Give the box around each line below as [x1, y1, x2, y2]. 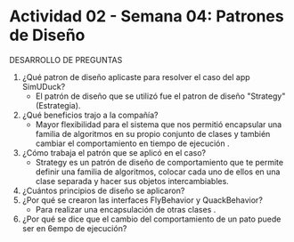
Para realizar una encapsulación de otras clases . [35, 204, 216, 214]
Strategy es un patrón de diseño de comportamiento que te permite [35, 157, 283, 167]
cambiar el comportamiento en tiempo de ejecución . [35, 138, 230, 149]
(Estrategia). [35, 100, 81, 110]
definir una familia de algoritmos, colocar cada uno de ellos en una [35, 166, 281, 177]
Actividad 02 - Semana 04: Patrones [9, 6, 284, 27]
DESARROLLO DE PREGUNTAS [9, 54, 123, 65]
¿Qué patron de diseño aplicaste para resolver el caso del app [21, 71, 251, 82]
